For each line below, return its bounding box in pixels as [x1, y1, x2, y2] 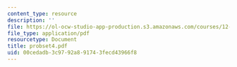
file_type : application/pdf [7, 29, 90, 37]
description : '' [7, 17, 55, 24]
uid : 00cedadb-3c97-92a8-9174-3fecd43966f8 [7, 50, 138, 57]
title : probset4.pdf [7, 43, 68, 50]
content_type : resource [7, 10, 78, 17]
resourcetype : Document [7, 36, 78, 43]
